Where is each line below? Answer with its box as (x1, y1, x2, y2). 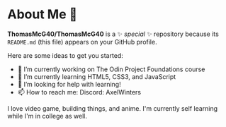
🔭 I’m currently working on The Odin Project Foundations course (17, 65, 205, 73)
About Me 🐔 (7, 6, 78, 23)
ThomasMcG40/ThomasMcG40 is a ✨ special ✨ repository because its (7, 30, 220, 38)
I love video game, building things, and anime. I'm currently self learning (7, 104, 218, 112)
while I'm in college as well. (7, 111, 87, 120)
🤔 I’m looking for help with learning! (17, 80, 122, 88)
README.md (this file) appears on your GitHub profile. (7, 37, 157, 46)
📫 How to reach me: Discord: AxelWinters (17, 87, 142, 96)
